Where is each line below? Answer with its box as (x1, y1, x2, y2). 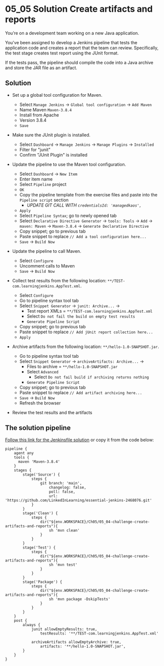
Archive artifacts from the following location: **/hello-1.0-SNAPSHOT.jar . (12, 344, 159, 349)
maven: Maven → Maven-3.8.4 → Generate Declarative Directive (19, 223, 149, 229)
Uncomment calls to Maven (19, 263, 75, 268)
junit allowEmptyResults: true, (31, 627, 97, 632)
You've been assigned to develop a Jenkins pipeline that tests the (5, 39, 138, 45)
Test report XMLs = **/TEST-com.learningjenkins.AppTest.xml (26, 308, 153, 314)
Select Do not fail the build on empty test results (26, 313, 136, 319)
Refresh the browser (19, 400, 61, 406)
